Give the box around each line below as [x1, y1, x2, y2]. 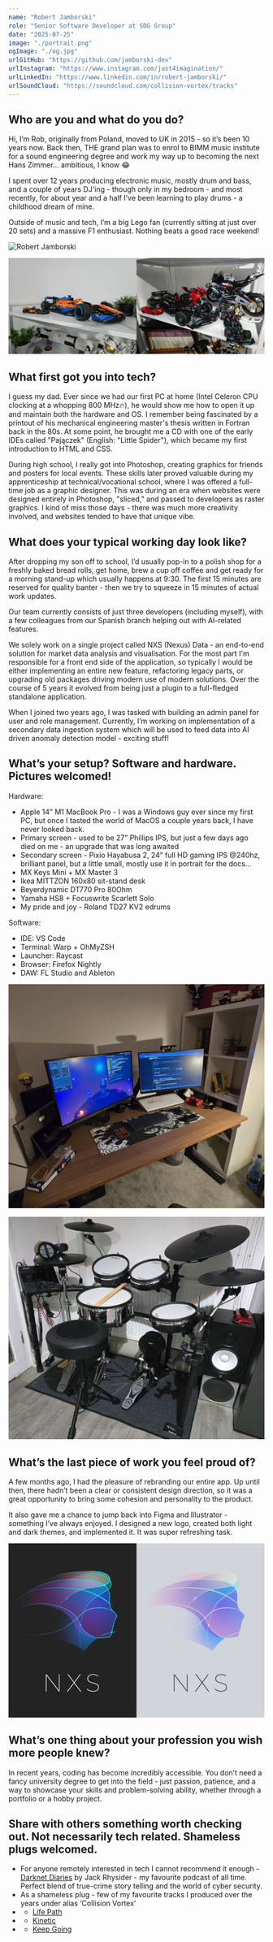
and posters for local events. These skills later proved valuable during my [8, 468, 253, 479]
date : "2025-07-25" [8, 30, 75, 38]
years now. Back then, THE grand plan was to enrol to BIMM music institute [8, 143, 260, 153]
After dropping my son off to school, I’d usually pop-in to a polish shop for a [8, 557, 262, 566]
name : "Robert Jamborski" [8, 13, 96, 21]
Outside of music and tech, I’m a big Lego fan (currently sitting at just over [8, 218, 258, 228]
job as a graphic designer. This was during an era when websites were [24, 486, 262, 496]
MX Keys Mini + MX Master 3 [19, 867, 119, 877]
